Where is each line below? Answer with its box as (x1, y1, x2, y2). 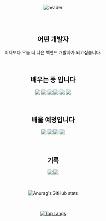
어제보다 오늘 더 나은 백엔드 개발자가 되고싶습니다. (4, 49, 102, 55)
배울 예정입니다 (31, 116, 75, 124)
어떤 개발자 (37, 35, 69, 44)
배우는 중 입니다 (30, 76, 76, 84)
